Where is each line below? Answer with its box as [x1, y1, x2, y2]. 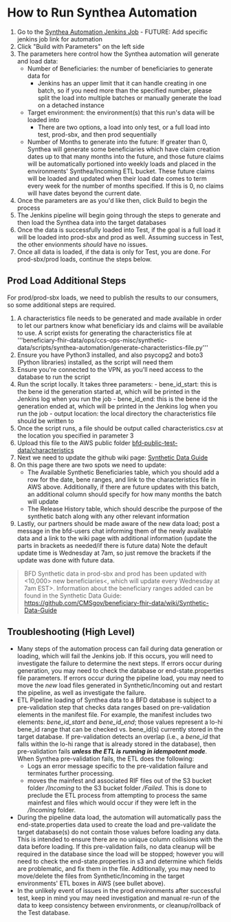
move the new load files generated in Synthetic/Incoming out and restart [16, 681, 223, 689]
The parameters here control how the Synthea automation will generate [16, 50, 220, 58]
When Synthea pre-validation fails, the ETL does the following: [16, 754, 195, 763]
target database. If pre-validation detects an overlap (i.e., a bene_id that [16, 732, 221, 740]
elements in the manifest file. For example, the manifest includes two [16, 710, 212, 718]
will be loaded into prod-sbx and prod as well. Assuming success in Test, [16, 233, 224, 241]
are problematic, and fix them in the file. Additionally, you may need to [16, 864, 216, 872]
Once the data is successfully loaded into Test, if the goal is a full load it [16, 226, 221, 234]
